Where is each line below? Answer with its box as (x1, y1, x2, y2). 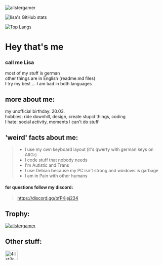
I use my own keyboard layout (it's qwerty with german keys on (24, 146, 154, 152)
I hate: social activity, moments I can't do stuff (5, 119, 99, 125)
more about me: (5, 95, 55, 104)
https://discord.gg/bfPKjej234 (17, 195, 79, 201)
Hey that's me (5, 41, 64, 53)
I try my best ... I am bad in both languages (5, 81, 92, 87)
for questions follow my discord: (5, 184, 73, 190)
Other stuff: (5, 237, 42, 246)
